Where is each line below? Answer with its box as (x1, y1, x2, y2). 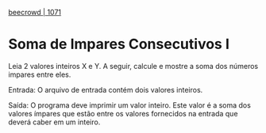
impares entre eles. (8, 70, 71, 79)
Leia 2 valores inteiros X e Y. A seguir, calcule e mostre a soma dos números (8, 61, 259, 70)
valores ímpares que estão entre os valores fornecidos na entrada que (8, 108, 238, 118)
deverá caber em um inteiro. (8, 117, 101, 127)
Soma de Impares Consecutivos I (8, 36, 230, 53)
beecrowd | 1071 (8, 8, 62, 17)
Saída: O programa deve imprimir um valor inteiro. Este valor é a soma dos (8, 100, 252, 110)
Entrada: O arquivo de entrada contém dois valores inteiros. (8, 85, 203, 94)
